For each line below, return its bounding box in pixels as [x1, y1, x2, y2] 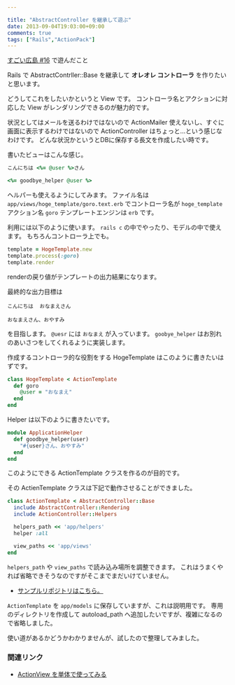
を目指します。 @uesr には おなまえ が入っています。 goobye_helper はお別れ [7, 329, 222, 338]
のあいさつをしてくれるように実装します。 [7, 338, 129, 347]
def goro [13, 382, 39, 389]
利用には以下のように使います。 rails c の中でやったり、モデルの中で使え [7, 223, 222, 231]
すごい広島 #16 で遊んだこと [7, 56, 89, 64]
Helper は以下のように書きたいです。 [7, 415, 114, 424]
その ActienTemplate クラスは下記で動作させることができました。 [7, 484, 197, 492]
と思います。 [7, 80, 44, 88]
